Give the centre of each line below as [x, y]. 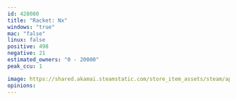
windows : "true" [31, 27]
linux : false [26, 40]
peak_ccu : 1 [25, 66]
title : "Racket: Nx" [38, 20]
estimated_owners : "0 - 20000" [53, 60]
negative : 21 [26, 54]
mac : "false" [26, 33]
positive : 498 [28, 46]
